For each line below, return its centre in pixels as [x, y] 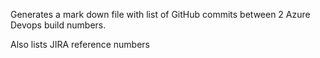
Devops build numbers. [58, 25]
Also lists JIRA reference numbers [80, 44]
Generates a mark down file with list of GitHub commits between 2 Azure [160, 14]
